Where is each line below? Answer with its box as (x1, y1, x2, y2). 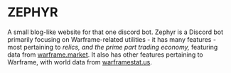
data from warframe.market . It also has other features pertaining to (7, 50, 204, 59)
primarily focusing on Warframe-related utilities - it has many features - (7, 35, 217, 43)
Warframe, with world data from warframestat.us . (7, 57, 153, 66)
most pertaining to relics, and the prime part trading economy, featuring (7, 43, 218, 51)
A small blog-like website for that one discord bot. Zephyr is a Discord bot (7, 28, 224, 36)
